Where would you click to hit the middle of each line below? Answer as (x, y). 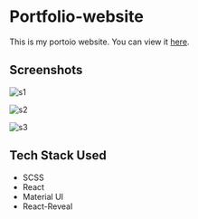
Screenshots (46, 70)
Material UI (43, 196)
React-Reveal (47, 206)
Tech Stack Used (58, 156)
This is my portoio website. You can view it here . (99, 42)
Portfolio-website (77, 17)
